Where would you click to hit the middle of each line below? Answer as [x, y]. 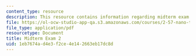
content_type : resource [35, 11]
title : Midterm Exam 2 [34, 38]
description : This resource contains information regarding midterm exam [98, 17]
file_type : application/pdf [40, 28]
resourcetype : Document [35, 33]
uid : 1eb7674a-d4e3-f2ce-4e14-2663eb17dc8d [60, 44]
